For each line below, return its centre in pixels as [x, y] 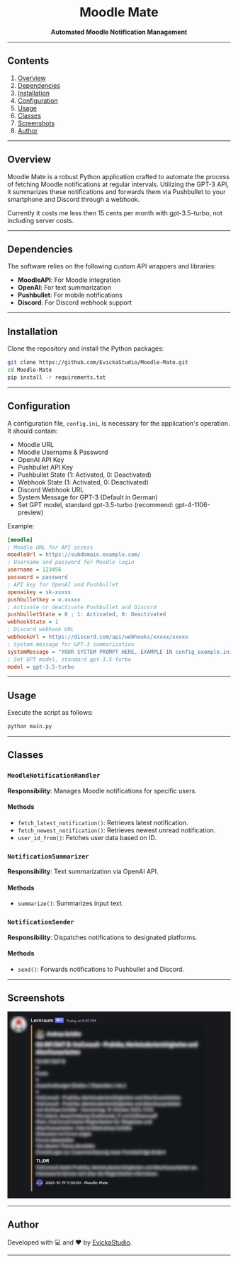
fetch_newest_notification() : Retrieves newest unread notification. [117, 830]
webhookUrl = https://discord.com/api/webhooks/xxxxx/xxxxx [98, 637]
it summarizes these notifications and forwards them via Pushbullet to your [117, 191]
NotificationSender [41, 922]
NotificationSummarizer [49, 856]
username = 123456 [34, 570]
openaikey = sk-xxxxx [39, 592]
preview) [30, 512]
